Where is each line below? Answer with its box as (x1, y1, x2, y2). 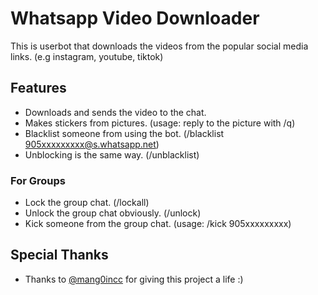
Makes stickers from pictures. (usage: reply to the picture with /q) (24, 117, 296, 129)
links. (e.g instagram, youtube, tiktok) (10, 50, 164, 62)
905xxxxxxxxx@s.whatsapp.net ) (24, 138, 160, 150)
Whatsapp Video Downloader (10, 7, 260, 30)
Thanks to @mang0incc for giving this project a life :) (24, 273, 244, 285)
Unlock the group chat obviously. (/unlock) (24, 207, 202, 219)
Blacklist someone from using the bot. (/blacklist (24, 127, 225, 139)
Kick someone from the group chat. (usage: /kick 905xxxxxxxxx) (24, 218, 292, 230)
